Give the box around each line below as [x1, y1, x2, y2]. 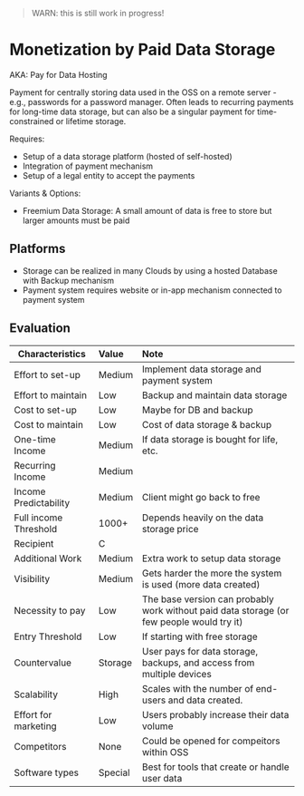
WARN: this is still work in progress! [31, 8, 165, 18]
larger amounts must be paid [22, 215, 130, 226]
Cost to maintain [14, 418, 84, 431]
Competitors [14, 740, 67, 752]
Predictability [14, 496, 71, 509]
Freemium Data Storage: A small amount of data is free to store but [22, 205, 272, 216]
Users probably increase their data [141, 708, 290, 721]
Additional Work [14, 552, 82, 565]
